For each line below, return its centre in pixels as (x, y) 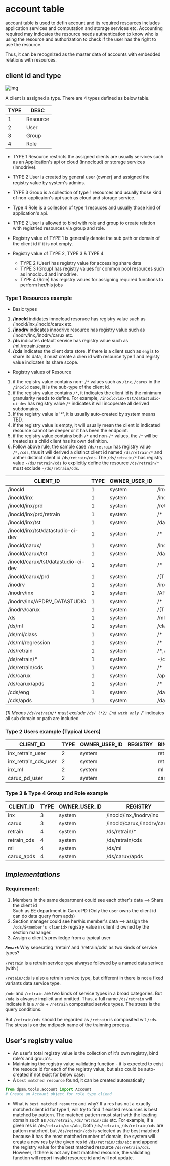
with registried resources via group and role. (59, 228)
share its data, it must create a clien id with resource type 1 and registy (86, 357)
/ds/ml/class (23, 635)
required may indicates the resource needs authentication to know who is (82, 34)
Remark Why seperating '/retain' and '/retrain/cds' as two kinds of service (81, 948)
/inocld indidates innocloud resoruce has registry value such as (79, 319)
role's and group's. (32, 1059)
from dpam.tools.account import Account (49, 1089)
